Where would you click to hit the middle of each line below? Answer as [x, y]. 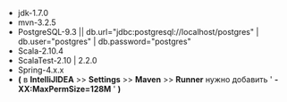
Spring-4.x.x [41, 70]
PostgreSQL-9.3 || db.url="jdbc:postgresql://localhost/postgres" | [138, 32]
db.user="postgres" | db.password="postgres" [104, 41]
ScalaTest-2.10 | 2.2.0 [57, 60]
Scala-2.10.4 [41, 51]
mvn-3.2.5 [37, 22]
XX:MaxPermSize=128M [64, 89]
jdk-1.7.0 [33, 13]
